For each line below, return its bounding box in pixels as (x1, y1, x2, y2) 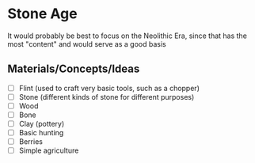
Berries (18, 137, 43, 146)
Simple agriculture (18, 146, 79, 155)
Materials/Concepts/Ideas (7, 63, 140, 76)
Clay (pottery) (18, 119, 65, 128)
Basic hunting (18, 128, 64, 138)
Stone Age (7, 5, 78, 23)
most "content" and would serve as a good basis (7, 39, 167, 48)
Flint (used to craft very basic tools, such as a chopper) (18, 83, 200, 93)
